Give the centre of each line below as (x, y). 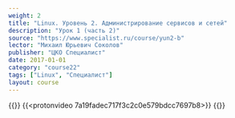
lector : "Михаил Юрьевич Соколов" (66, 45)
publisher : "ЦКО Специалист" (57, 53)
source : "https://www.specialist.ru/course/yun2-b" (96, 38)
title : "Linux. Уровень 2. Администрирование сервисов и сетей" (118, 23)
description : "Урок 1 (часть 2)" (64, 30)
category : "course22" (45, 68)
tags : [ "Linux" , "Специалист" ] (61, 75)
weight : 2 (25, 16)
